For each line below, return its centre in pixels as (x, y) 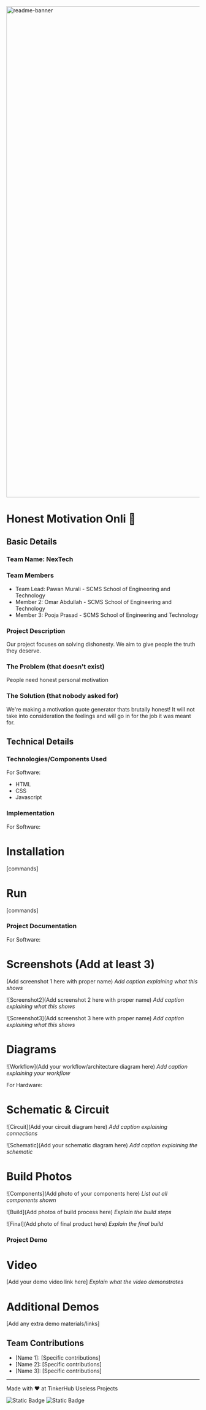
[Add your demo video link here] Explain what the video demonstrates (95, 1282)
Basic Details (32, 542)
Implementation (31, 813)
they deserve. (24, 651)
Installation (36, 851)
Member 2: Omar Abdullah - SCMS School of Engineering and (93, 602)
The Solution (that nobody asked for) (62, 696)
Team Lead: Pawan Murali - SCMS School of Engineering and (93, 589)
